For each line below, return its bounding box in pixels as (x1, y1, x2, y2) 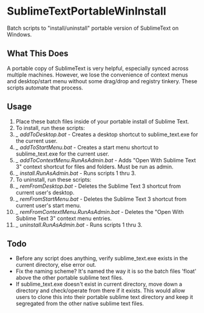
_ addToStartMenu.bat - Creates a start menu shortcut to (15, 143, 159, 151)
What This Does (7, 49, 69, 59)
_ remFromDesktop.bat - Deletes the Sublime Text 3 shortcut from (15, 182, 181, 190)
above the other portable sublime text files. (15, 274, 124, 281)
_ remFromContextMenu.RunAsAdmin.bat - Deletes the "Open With (15, 208, 184, 215)
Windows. (7, 30, 32, 38)
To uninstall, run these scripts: (15, 176, 92, 183)
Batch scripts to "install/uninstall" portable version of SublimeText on (7, 24, 179, 32)
